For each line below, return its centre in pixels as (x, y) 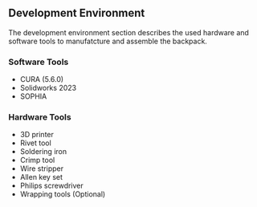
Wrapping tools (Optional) (63, 194)
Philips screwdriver (52, 186)
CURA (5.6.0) (42, 79)
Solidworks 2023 (48, 88)
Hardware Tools (40, 117)
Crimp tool (37, 160)
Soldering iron (43, 152)
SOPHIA (33, 96)
